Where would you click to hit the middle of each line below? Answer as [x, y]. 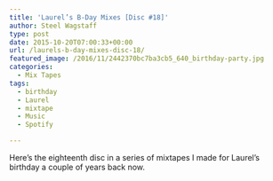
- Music [32, 116]
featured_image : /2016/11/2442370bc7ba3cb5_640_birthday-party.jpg [137, 59]
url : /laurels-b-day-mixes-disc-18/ [77, 51]
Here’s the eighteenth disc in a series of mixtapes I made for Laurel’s [135, 157]
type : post [29, 34]
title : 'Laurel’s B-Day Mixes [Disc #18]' [89, 17]
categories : [31, 67]
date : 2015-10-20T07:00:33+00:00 [71, 42]
